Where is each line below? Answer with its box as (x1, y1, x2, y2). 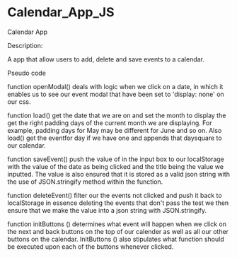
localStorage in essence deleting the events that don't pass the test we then (7, 199, 229, 207)
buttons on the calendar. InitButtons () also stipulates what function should (7, 235, 224, 243)
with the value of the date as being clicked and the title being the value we (7, 162, 224, 170)
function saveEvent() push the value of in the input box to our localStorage (7, 155, 224, 163)
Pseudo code (7, 69, 46, 77)
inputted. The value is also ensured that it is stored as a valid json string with (7, 170, 230, 178)
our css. (7, 97, 31, 106)
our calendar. (7, 141, 46, 149)
